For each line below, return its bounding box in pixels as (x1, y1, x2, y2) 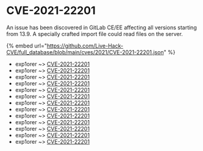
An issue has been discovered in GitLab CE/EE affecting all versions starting (6, 24, 197, 31)
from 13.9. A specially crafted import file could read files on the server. (6, 30, 183, 37)
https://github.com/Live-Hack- (46, 42, 124, 49)
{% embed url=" (6, 42, 48, 49)
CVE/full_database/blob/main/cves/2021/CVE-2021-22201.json (6, 48, 164, 55)
